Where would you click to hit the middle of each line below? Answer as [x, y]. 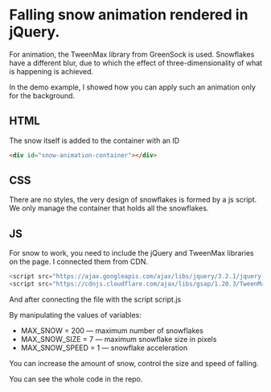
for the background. [42, 95]
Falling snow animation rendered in [129, 15]
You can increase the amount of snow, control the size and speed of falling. [134, 363]
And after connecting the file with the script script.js [95, 299]
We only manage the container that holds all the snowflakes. [109, 208]
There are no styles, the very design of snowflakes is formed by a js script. [133, 200]
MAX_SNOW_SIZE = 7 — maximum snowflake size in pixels [119, 339]
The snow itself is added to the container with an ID [94, 140]
